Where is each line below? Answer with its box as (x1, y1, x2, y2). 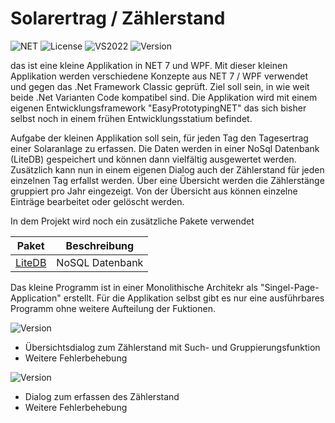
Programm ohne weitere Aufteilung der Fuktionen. (10, 302, 217, 314)
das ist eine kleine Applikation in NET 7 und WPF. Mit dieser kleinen (10, 59, 288, 71)
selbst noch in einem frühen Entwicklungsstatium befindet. (10, 112, 253, 124)
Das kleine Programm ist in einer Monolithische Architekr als (10, 281, 258, 293)
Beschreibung (65, 238, 135, 252)
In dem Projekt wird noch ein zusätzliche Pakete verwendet (10, 215, 255, 227)
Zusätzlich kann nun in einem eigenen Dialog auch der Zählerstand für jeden (10, 163, 325, 176)
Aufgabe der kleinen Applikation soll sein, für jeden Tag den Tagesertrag (10, 132, 309, 144)
